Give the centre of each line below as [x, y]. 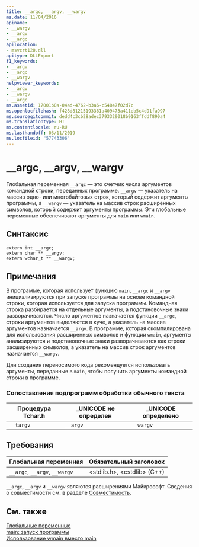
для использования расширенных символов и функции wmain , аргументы [99, 335]
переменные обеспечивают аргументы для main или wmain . [81, 215]
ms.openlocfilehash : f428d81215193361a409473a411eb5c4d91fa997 [86, 111]
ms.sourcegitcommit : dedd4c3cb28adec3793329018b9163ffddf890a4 [86, 116]
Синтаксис [27, 234]
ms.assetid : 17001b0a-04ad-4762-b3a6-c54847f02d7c [70, 105]
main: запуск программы [38, 532]
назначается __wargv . [33, 354]
